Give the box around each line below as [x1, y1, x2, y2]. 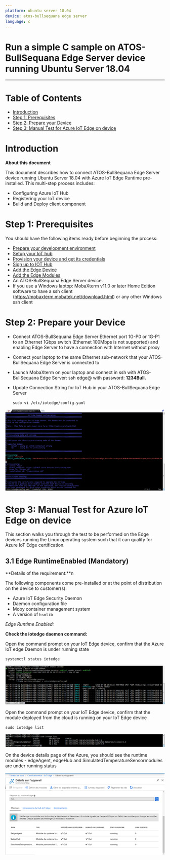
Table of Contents [5, 92, 82, 104]
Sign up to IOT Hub [12, 261, 53, 268]
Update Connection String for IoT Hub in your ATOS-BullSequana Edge [12, 385, 160, 391]
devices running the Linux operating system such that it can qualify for [5, 537, 153, 543]
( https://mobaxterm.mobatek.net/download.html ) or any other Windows [12, 294, 162, 300]
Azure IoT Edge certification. [5, 542, 65, 548]
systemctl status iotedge [5, 657, 60, 662]
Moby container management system [12, 606, 91, 612]
